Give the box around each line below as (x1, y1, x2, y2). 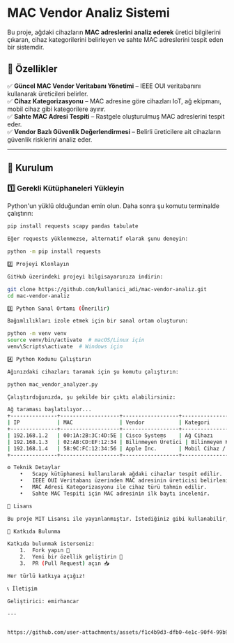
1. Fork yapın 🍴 (19, 547, 70, 554)
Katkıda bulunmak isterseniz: (7, 540, 95, 547)
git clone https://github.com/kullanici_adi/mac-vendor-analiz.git (7, 286, 208, 293)
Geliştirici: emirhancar (7, 598, 79, 605)
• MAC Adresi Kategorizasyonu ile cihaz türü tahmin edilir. (19, 484, 208, 491)
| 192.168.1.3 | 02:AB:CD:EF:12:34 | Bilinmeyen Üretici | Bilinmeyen (7, 438, 223, 445)
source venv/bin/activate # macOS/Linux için (7, 337, 145, 343)
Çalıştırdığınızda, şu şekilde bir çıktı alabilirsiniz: (7, 393, 176, 401)
